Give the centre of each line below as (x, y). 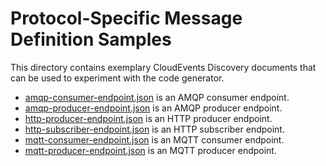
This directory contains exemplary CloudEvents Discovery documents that (163, 67)
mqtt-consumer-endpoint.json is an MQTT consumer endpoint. (154, 139)
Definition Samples (91, 39)
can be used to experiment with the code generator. (117, 78)
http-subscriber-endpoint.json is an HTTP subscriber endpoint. (154, 129)
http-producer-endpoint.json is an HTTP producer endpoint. (148, 118)
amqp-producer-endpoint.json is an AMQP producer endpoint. (153, 108)
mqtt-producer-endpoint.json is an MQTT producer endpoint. (150, 150)
